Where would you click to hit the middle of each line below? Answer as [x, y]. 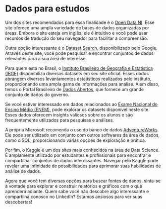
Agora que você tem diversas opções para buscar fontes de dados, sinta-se [83, 181]
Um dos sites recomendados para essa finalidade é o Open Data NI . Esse [80, 22]
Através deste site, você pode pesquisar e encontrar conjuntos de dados [79, 53]
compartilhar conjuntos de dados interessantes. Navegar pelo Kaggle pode [82, 160]
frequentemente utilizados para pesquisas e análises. [59, 120]
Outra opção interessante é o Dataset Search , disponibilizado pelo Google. [81, 48]
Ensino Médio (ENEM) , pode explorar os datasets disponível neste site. [78, 109]
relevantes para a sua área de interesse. [46, 58]
